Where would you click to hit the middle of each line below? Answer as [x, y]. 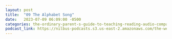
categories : [18, 24]
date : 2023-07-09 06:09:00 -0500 [43, 19]
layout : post [19, 10]
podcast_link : [20, 29]
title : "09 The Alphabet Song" [40, 15]
